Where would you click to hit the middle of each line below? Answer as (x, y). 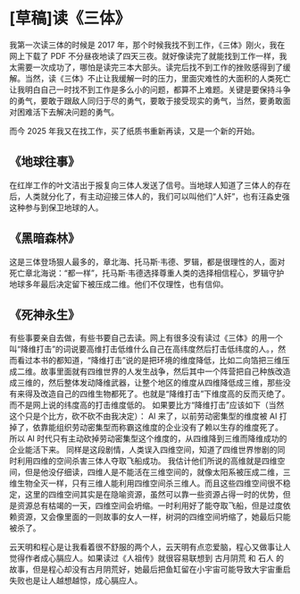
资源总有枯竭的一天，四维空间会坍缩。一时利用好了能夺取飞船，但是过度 (150, 505)
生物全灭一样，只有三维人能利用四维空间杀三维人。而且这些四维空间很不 (150, 483)
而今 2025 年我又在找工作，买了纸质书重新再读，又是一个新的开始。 (135, 131)
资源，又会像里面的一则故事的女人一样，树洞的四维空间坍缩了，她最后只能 (154, 517)
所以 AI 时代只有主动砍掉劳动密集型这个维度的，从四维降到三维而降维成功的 (148, 438)
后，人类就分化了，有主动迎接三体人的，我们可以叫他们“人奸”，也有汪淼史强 (150, 196)
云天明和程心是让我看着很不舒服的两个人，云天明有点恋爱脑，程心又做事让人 (150, 547)
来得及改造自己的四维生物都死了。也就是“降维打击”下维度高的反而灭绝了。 (153, 394)
